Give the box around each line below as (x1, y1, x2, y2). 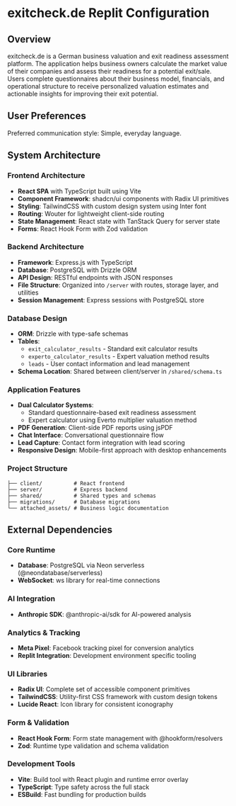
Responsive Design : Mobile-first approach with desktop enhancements (17, 446, 227, 455)
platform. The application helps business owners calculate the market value (7, 59, 228, 68)
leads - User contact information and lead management (28, 360, 190, 368)
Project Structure (7, 464, 68, 474)
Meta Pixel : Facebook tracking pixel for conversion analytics (17, 643, 194, 652)
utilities (17, 288, 39, 297)
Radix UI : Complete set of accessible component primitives (17, 685, 191, 693)
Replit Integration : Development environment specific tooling (17, 651, 196, 659)
